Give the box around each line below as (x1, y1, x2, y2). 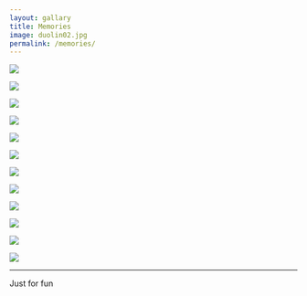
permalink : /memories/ (9, 38, 96, 48)
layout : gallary (9, 13, 71, 23)
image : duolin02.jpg (9, 30, 89, 39)
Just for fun (9, 278, 54, 289)
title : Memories (9, 22, 71, 31)
